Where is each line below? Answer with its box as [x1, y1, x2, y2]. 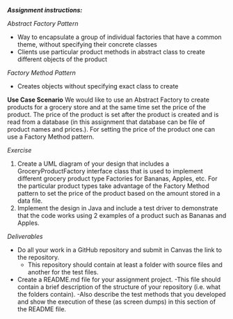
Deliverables [7, 233, 43, 240]
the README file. [17, 305, 67, 313]
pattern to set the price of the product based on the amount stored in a [17, 189, 220, 197]
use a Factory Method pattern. [7, 132, 95, 141]
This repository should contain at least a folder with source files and [27, 260, 223, 269]
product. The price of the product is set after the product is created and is [7, 111, 219, 118]
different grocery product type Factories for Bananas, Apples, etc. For [17, 174, 218, 182]
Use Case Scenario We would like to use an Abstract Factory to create [7, 95, 210, 104]
